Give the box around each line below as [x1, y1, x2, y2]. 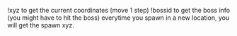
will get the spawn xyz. [7, 21, 74, 29]
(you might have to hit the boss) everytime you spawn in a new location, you [7, 13, 230, 22]
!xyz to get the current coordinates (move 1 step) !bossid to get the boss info [7, 6, 231, 14]
